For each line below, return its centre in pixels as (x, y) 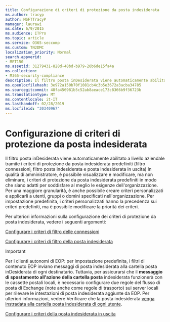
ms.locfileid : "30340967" (32, 109)
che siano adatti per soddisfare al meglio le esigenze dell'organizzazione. (82, 185)
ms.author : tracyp (25, 15)
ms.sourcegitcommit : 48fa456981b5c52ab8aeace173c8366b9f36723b (73, 90)
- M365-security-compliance (35, 76)
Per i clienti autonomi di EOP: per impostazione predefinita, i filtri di (75, 261)
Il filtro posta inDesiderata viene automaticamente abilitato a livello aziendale (85, 158)
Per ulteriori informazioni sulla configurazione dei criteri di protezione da (81, 216)
